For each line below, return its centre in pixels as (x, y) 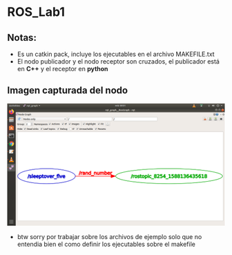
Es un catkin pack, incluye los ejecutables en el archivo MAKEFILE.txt (116, 54)
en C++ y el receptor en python (62, 69)
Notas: (22, 38)
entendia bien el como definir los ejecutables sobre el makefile (106, 244)
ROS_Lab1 (36, 12)
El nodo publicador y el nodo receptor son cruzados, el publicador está (118, 62)
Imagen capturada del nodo (68, 91)
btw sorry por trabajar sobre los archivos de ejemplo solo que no (109, 236)
